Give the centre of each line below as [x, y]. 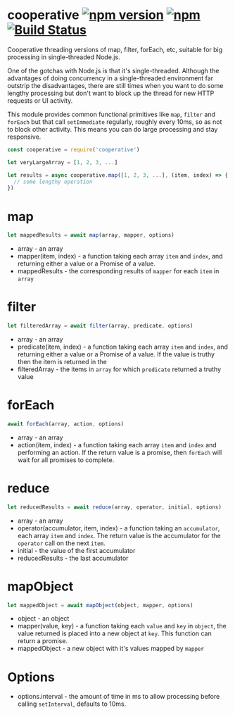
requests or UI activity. [40, 100]
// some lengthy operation [53, 182]
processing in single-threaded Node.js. [64, 57]
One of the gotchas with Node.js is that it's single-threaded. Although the [113, 70]
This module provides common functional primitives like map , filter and [112, 114]
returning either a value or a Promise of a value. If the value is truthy [116, 354]
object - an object [43, 618]
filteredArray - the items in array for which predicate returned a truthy [119, 369]
